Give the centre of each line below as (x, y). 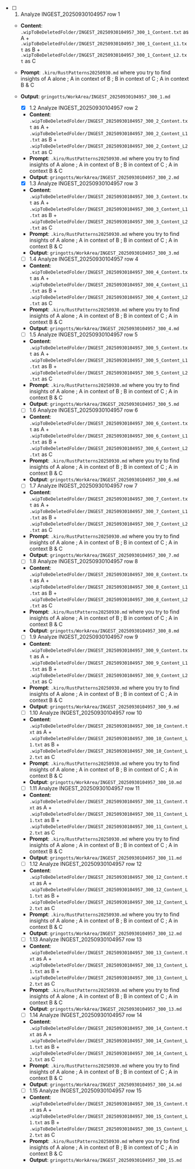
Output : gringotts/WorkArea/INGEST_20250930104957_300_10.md (105, 782)
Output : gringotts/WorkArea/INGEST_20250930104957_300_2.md (104, 177)
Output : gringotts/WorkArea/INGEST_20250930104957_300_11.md (105, 858)
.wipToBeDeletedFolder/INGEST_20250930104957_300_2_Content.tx (108, 122)
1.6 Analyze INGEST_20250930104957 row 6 (84, 410)
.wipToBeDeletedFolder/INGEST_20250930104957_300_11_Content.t (108, 802)
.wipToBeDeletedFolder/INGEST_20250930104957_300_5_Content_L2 (108, 373)
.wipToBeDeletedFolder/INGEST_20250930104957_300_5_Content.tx (108, 348)
